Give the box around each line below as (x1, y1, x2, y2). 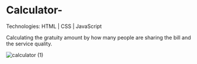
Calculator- (6, 3, 63, 17)
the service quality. (6, 40, 52, 47)
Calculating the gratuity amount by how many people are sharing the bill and (6, 34, 191, 41)
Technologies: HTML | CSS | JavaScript (6, 23, 102, 30)
